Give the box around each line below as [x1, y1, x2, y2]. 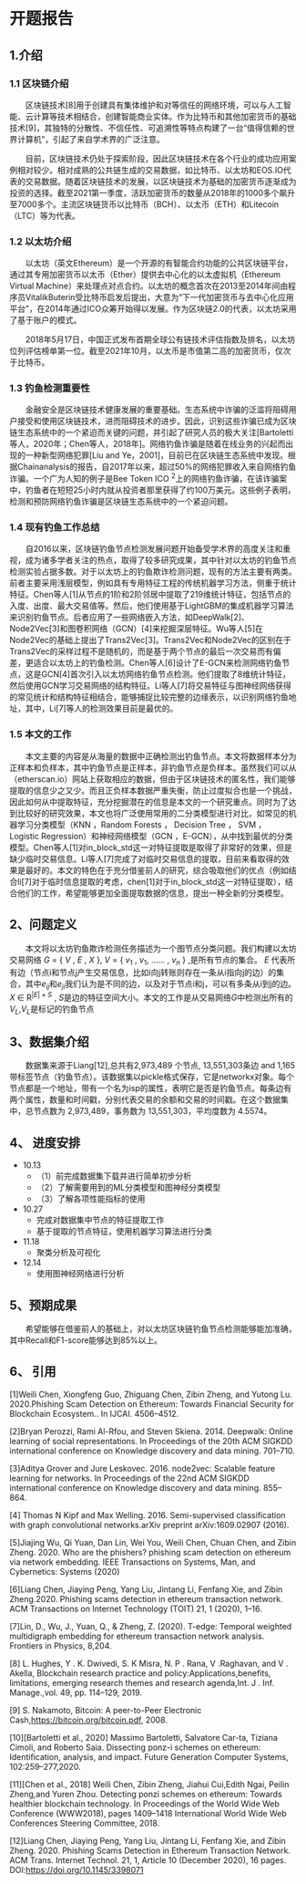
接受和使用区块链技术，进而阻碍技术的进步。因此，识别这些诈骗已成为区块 [16, 416, 297, 427]
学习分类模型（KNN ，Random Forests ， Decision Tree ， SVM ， [16, 818, 267, 830]
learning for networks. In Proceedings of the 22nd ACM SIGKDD [9, 1473, 250, 1483]
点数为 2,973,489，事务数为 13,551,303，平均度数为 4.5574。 [40, 1106, 272, 1117]
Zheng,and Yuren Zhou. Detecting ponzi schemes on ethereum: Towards [9, 1788, 282, 1799]
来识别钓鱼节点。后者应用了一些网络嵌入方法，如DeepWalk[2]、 [9, 612, 250, 623]
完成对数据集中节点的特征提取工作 [36, 1214, 165, 1225]
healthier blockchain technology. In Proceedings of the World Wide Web [9, 1798, 280, 1809]
